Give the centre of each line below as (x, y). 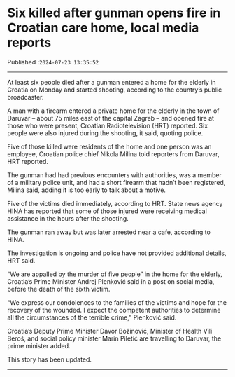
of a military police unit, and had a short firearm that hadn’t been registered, (116, 182)
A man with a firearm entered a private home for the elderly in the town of (113, 111)
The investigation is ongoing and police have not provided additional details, (117, 253)
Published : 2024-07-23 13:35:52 (53, 62)
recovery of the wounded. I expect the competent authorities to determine (114, 310)
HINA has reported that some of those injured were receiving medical (107, 211)
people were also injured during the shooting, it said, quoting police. (105, 133)
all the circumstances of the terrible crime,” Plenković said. (92, 317)
